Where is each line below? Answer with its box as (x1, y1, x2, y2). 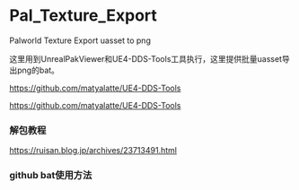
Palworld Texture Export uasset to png (9, 35, 151, 46)
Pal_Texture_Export (9, 5, 157, 26)
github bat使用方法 (9, 169, 92, 182)
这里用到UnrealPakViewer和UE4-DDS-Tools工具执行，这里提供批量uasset (9, 53, 283, 64)
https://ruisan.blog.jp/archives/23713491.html (9, 145, 178, 156)
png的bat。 (16, 65, 60, 75)
